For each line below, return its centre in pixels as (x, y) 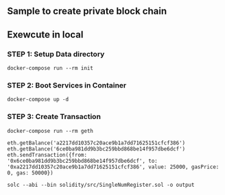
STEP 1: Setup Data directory (56, 54)
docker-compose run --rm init (50, 68)
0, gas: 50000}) (30, 173)
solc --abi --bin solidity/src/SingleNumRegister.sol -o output (101, 185)
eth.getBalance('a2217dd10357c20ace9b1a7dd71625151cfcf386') (96, 143)
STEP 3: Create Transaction (54, 117)
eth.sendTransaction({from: (47, 155)
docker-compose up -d (38, 100)
